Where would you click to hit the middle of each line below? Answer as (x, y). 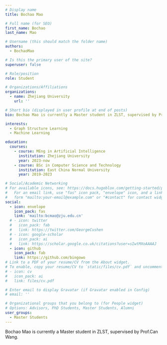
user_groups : (19, 313)
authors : (14, 46)
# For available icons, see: (35, 188)
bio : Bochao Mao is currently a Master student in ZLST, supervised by (81, 115)
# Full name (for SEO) (29, 23)
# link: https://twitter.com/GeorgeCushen (56, 230)
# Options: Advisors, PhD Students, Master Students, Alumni (70, 308)
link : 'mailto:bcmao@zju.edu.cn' (49, 216)
